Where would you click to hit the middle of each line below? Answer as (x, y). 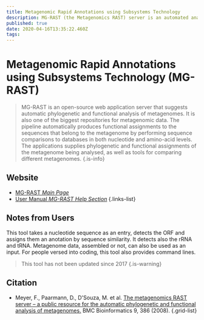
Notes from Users (40, 218)
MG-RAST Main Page (42, 192)
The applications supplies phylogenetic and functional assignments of (109, 146)
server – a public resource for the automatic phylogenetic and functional (105, 304)
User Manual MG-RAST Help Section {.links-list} (75, 199)
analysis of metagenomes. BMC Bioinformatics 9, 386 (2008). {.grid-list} (106, 310)
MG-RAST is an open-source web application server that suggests (104, 107)
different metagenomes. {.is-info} (63, 159)
